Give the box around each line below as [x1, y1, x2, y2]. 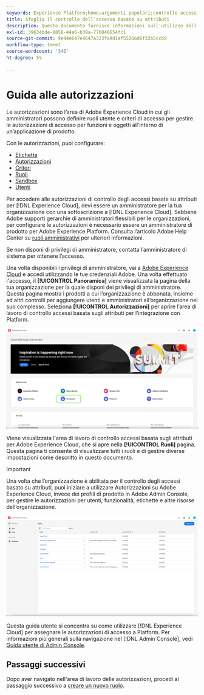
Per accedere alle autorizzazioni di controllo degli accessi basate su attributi [6, 195, 197, 202]
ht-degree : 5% [6, 55, 42, 61]
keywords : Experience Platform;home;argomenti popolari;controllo [6, 10, 178, 16]
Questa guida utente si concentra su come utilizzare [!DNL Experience [6, 622, 182, 629]
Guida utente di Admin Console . [6, 641, 86, 649]
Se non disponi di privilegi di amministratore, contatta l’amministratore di [6, 246, 187, 253]
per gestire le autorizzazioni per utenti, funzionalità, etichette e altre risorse [6, 497, 194, 504]
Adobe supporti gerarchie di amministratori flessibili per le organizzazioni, [6, 215, 191, 222]
